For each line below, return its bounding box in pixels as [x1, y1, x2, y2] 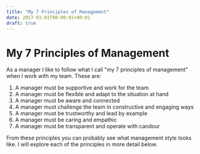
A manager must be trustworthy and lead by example [15, 110, 148, 117]
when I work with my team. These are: [6, 72, 102, 80]
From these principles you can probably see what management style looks [6, 134, 192, 142]
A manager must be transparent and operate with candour [15, 123, 160, 130]
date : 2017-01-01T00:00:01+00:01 [6, 14, 91, 21]
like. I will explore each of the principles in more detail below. [6, 141, 158, 148]
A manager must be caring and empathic [15, 116, 117, 124]
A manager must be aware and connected [15, 97, 120, 104]
